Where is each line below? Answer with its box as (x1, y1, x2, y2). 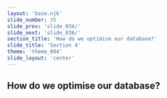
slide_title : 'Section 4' (7, 42, 81, 49)
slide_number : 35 (7, 16, 57, 23)
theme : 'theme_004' (7, 49, 63, 56)
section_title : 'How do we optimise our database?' (7, 36, 157, 42)
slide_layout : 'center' (7, 55, 75, 62)
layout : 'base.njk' (7, 10, 63, 17)
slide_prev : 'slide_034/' (7, 23, 81, 29)
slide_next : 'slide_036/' (7, 29, 81, 36)
